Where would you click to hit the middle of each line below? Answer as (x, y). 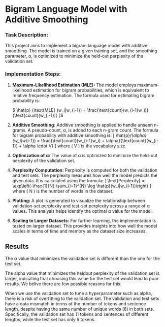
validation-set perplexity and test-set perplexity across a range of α (81, 206)
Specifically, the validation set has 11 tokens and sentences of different (77, 314)
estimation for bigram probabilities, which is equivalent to (91, 90)
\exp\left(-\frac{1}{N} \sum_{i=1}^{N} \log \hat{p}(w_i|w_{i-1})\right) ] (82, 186)
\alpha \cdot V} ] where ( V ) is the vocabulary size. (75, 146)
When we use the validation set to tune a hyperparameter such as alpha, (79, 293)
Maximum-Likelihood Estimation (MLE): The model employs (74, 85)
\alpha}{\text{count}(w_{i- (132, 140)
